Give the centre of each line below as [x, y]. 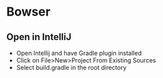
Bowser [28, 12]
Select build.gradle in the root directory [71, 67]
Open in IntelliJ [39, 37]
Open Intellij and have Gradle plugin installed [79, 53]
